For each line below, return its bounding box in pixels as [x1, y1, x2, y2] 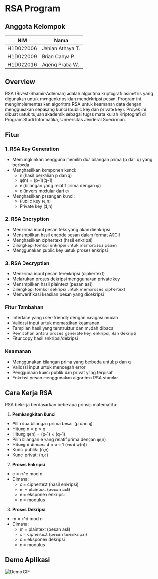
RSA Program [5, 3, 61, 14]
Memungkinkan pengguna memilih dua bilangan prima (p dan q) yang [12, 156, 153, 162]
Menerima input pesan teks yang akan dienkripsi [12, 226, 111, 232]
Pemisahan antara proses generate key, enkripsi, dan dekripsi [12, 331, 137, 336]
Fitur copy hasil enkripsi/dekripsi [12, 335, 78, 341]
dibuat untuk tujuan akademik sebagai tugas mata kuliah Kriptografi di [5, 111, 146, 117]
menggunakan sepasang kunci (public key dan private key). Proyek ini [5, 106, 147, 112]
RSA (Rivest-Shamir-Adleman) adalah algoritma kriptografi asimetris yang [5, 90, 153, 96]
